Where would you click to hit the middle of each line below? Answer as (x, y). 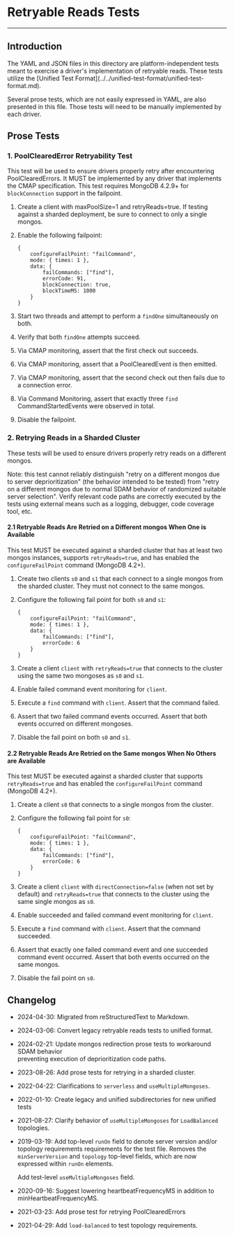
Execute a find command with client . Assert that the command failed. (118, 703)
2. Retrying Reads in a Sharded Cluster (74, 438)
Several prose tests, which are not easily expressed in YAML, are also (107, 99)
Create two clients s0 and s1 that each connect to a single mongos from (120, 578)
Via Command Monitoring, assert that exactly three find (97, 398)
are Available (26, 761)
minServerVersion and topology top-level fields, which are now (107, 1156)
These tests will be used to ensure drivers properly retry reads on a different (117, 453)
